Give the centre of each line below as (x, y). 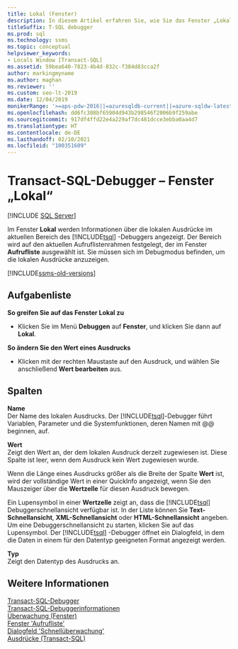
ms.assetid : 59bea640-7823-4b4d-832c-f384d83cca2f (84, 67)
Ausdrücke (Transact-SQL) (47, 638)
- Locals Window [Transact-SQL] (55, 60)
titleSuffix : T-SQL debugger (50, 27)
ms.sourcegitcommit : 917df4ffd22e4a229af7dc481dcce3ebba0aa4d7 (103, 119)
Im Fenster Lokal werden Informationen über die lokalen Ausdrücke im (110, 229)
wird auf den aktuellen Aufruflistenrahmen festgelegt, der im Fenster (107, 245)
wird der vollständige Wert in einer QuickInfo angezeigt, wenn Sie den (109, 481)
